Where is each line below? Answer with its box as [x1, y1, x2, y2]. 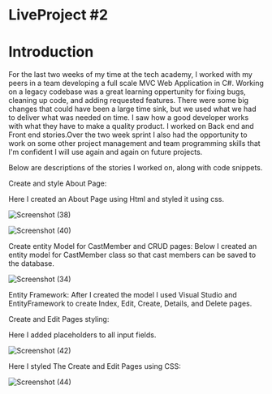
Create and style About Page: [8, 178, 107, 188]
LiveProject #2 [8, 6, 108, 24]
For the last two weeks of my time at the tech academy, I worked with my [8, 70, 253, 79]
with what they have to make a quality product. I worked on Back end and [8, 122, 254, 131]
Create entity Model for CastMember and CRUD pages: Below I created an [8, 242, 257, 251]
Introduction [8, 43, 94, 62]
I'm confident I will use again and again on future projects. [8, 148, 203, 157]
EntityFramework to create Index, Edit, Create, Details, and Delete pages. [8, 298, 253, 309]
